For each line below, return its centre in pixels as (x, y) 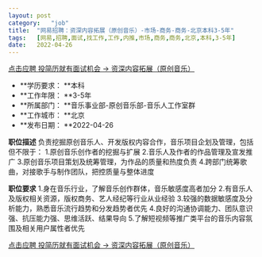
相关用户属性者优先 (53, 228)
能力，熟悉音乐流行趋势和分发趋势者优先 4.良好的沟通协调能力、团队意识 (134, 209)
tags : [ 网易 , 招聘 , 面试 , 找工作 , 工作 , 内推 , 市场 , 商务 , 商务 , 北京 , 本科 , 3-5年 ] (122, 38)
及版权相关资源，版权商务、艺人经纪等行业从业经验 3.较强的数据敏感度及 (127, 198)
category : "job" (39, 23)
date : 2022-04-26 (40, 45)
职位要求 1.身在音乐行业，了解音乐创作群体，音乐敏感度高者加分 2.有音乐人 (131, 189)
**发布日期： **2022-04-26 (66, 125)
